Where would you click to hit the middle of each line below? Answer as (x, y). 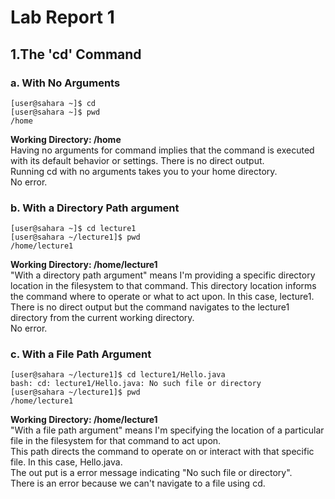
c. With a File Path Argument (81, 354)
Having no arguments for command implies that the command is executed (162, 150)
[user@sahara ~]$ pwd (55, 112)
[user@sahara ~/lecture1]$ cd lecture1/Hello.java (118, 375)
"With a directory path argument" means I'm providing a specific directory (163, 275)
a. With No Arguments (65, 83)
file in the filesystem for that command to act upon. (116, 441)
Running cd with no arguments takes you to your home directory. (144, 171)
